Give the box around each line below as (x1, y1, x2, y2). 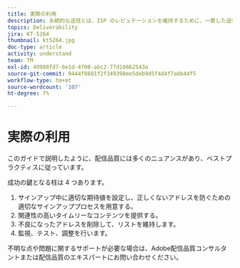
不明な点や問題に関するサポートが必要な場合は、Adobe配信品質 (7, 244, 196, 253)
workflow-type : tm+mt (7, 76, 72, 84)
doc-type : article (7, 43, 62, 51)
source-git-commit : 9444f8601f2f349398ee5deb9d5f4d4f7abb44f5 (7, 70, 196, 77)
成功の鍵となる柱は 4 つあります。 (7, 178, 109, 187)
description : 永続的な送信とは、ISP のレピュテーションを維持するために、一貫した (7, 17, 226, 24)
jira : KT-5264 (7, 30, 50, 38)
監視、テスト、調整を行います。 (17, 229, 112, 237)
